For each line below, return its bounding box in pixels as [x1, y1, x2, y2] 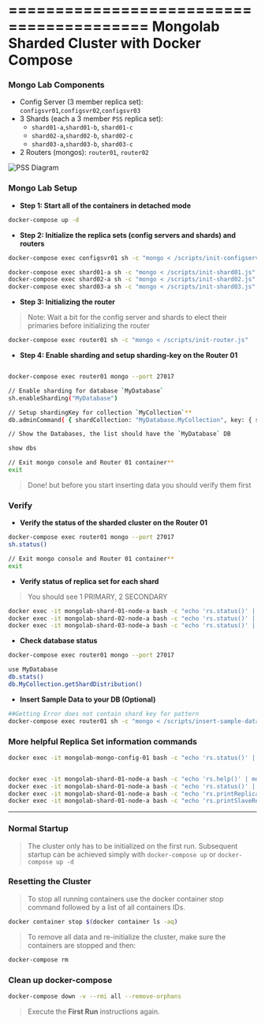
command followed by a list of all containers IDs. [27, 902, 185, 912]
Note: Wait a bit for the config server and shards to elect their [27, 313, 227, 322]
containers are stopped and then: [27, 940, 136, 950]
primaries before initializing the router [27, 321, 150, 330]
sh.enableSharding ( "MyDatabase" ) [8, 394, 118, 402]
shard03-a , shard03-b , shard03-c [31, 139, 133, 149]
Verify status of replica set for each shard [19, 576, 159, 585]
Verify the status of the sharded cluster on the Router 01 [19, 518, 207, 528]
